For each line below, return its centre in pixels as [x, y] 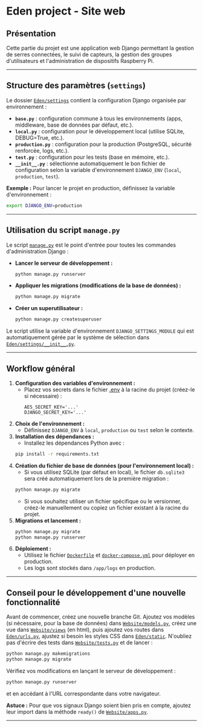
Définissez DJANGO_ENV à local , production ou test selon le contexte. [109, 430]
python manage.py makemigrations [48, 654]
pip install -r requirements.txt [57, 454]
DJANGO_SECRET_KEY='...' [55, 412]
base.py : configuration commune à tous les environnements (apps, [98, 118]
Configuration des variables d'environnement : [75, 383]
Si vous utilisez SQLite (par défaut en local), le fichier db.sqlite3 [104, 472]
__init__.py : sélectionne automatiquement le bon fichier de [90, 163]
